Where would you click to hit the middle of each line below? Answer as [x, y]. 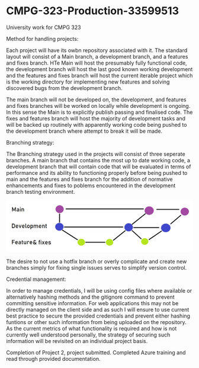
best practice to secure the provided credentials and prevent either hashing [98, 316]
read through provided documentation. [53, 359]
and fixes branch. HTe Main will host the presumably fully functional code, [97, 63]
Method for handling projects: [42, 39]
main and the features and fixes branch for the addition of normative [89, 179]
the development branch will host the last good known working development [99, 69]
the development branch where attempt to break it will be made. [84, 131]
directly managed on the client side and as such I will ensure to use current [98, 310]
